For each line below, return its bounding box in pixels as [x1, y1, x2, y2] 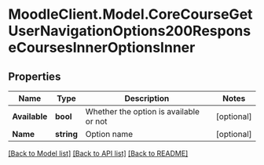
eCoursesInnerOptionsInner [8, 39, 196, 56]
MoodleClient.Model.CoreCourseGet [8, 5, 253, 23]
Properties [8, 70, 61, 83]
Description [124, 93, 170, 103]
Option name [85, 129, 134, 139]
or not [85, 116, 108, 127]
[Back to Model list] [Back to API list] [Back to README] [8, 149, 189, 158]
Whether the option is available [85, 106, 200, 117]
